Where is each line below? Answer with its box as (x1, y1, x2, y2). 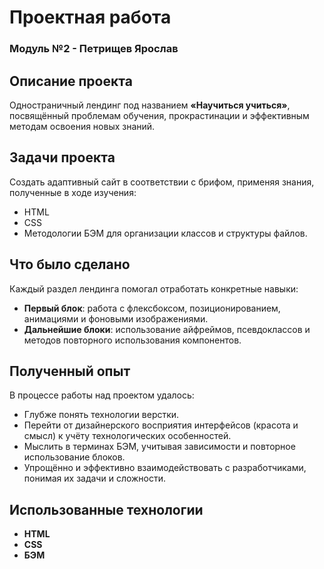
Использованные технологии (9, 501, 204, 518)
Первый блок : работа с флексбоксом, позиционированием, (23, 302, 281, 314)
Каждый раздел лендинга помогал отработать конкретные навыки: (9, 282, 299, 295)
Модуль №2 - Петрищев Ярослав (9, 42, 179, 56)
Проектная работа (9, 6, 172, 29)
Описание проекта (9, 72, 133, 90)
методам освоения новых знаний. (9, 120, 156, 132)
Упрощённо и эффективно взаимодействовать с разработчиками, (23, 462, 307, 474)
